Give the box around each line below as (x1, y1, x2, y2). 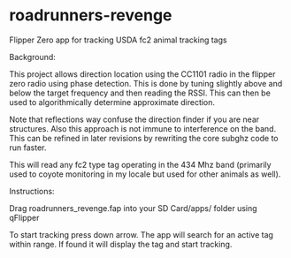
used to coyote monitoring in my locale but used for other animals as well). (9, 169, 281, 179)
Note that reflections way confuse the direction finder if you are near (9, 114, 260, 125)
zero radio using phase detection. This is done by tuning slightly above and (9, 78, 283, 88)
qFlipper (9, 212, 40, 223)
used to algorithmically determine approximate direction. (9, 96, 215, 107)
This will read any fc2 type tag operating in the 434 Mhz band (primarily (9, 159, 272, 170)
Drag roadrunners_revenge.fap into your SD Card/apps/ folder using (9, 202, 258, 213)
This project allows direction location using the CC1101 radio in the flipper (9, 68, 276, 80)
